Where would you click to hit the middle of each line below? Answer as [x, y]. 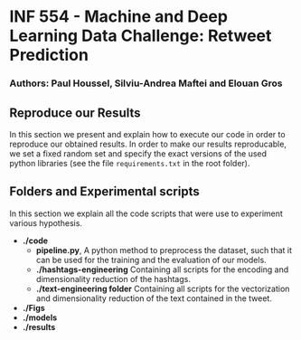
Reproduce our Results [75, 113]
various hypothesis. [46, 222]
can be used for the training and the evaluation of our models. [151, 260]
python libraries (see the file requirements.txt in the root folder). [130, 163]
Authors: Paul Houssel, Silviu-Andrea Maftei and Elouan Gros [146, 83]
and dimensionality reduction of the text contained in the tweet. [154, 298]
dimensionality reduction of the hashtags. [113, 279]
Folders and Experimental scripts [105, 192]
